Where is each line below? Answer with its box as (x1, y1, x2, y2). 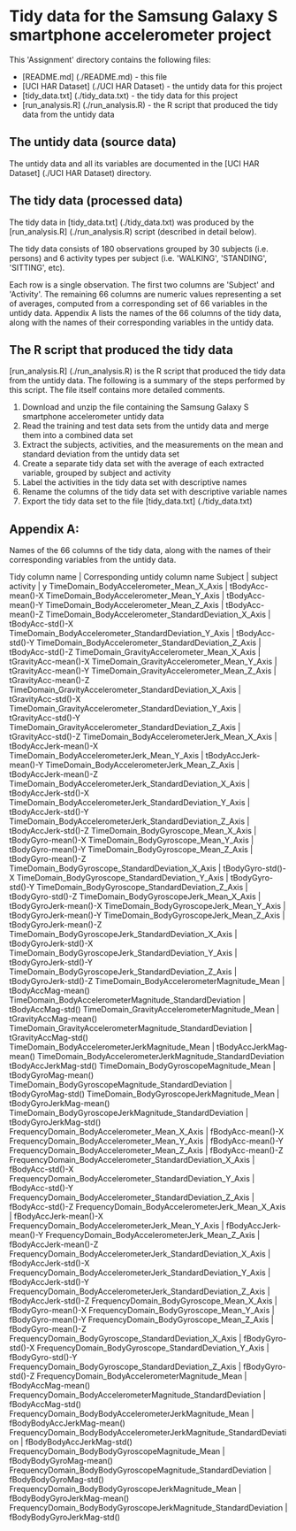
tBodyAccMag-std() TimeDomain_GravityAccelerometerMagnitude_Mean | (9, 1004, 280, 1015)
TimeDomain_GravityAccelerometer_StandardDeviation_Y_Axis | (9, 704, 241, 714)
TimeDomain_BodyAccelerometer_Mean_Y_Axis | (45, 590, 225, 601)
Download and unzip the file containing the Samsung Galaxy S (21, 402, 249, 412)
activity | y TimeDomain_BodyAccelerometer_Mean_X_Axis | (9, 581, 228, 592)
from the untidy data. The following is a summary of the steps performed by (9, 375, 285, 386)
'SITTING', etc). (9, 262, 65, 273)
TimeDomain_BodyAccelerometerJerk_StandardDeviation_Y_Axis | (9, 797, 250, 808)
